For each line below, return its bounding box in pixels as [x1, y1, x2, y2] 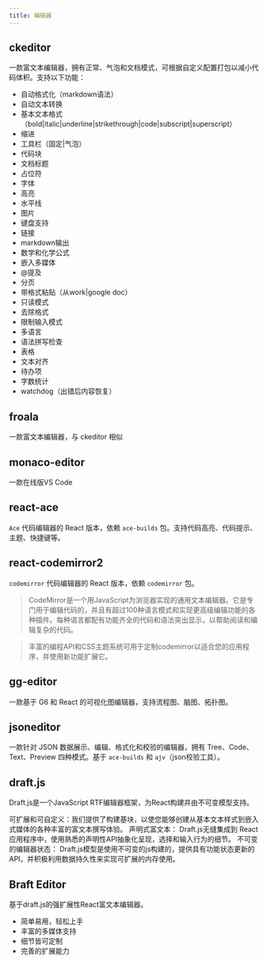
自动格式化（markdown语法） [20, 89, 118, 99]
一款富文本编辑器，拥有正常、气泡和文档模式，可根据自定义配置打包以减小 [9, 63, 252, 72]
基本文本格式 [20, 109, 63, 119]
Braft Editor [9, 877, 67, 891]
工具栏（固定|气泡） [20, 139, 86, 149]
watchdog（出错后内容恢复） [20, 386, 116, 396]
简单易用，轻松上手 [20, 916, 84, 926]
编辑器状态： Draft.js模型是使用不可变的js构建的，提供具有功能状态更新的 [15, 844, 256, 854]
